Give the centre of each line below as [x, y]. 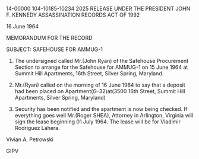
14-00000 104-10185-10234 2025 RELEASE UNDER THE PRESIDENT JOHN [98, 9]
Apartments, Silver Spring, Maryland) [60, 98]
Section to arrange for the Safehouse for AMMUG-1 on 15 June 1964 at [101, 67]
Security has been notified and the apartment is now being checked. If [101, 109]
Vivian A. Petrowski [30, 139]
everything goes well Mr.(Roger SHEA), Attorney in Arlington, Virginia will [104, 115]
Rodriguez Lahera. [37, 128]
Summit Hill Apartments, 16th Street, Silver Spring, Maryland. [89, 73]
